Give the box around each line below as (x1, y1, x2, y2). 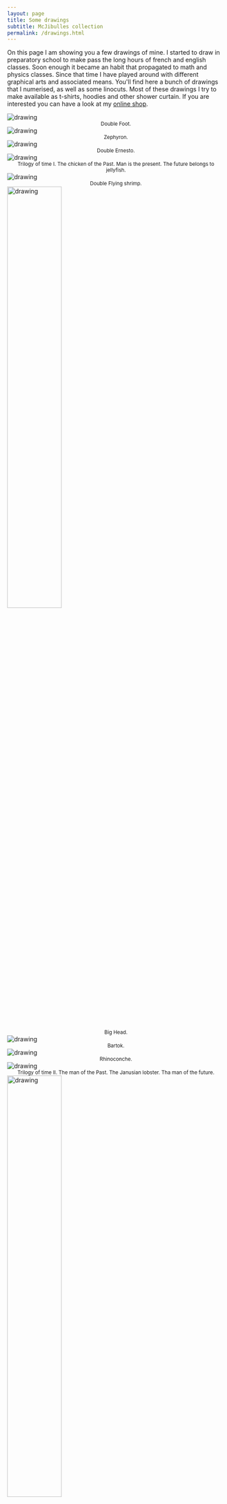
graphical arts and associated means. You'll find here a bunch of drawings (7, 77, 219, 86)
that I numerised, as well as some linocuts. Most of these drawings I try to (7, 85, 217, 93)
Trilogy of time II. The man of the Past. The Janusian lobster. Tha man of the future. (17, 1069, 215, 1076)
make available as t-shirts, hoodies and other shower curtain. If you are (7, 93, 210, 101)
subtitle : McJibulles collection (7, 23, 103, 30)
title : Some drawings (7, 17, 70, 24)
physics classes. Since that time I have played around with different (7, 71, 199, 79)
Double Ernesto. (97, 147, 135, 154)
